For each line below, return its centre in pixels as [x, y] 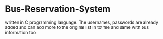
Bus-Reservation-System [58, 9]
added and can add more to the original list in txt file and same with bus [77, 27]
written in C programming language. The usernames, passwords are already [82, 22]
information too [20, 32]
